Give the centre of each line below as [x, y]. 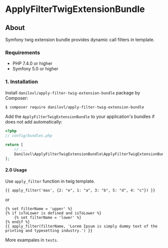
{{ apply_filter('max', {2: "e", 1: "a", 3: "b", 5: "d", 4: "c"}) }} [80, 190]
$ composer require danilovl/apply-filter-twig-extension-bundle [74, 107]
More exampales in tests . [32, 240]
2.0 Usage [16, 170]
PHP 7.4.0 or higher [32, 63]
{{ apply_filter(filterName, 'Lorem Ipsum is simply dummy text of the [81, 226]
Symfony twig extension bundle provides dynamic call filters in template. [80, 39]
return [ [14, 145]
